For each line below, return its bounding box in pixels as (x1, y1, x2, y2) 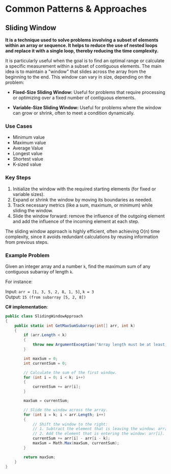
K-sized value (12, 161, 42, 167)
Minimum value (12, 134, 45, 140)
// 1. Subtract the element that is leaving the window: (32, 427, 156, 432)
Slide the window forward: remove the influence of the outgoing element (12, 213, 165, 219)
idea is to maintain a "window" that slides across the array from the (5, 68, 146, 74)
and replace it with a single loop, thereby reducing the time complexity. (5, 48, 159, 54)
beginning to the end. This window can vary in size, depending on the (5, 74, 152, 80)
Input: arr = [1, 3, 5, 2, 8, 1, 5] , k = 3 (5, 288, 94, 294)
